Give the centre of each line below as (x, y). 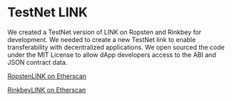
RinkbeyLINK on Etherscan (47, 90)
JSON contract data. (37, 62)
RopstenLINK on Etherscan (47, 76)
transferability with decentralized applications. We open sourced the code (116, 47)
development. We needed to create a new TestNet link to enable (102, 39)
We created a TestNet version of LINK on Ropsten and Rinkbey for (105, 32)
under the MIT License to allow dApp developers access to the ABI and (112, 55)
